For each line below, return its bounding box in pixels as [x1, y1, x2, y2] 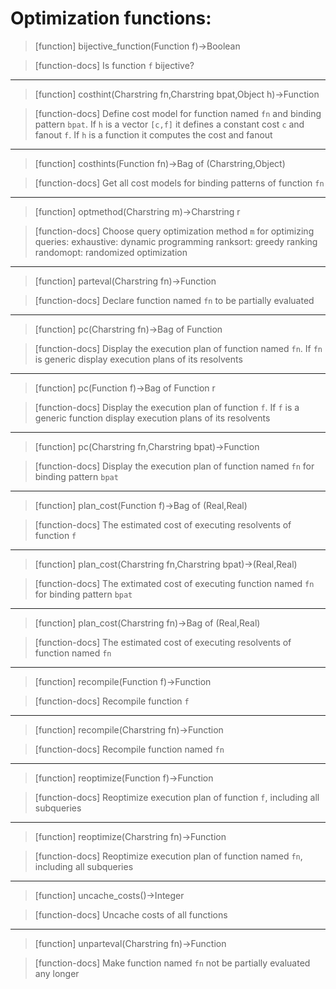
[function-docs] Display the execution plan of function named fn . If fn [34, 342, 323, 354]
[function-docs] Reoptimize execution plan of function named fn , [34, 850, 303, 862]
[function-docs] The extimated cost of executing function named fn [34, 577, 315, 589]
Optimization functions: [10, 7, 212, 30]
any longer [34, 967, 80, 979]
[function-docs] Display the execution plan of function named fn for [34, 460, 315, 472]
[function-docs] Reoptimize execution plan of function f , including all [34, 791, 320, 803]
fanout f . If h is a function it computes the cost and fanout [34, 128, 273, 141]
